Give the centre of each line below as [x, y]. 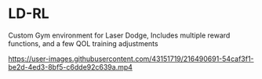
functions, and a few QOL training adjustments [83, 43]
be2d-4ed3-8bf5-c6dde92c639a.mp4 [71, 66]
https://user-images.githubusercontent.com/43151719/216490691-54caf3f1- [131, 59]
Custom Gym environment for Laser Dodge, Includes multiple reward [119, 35]
